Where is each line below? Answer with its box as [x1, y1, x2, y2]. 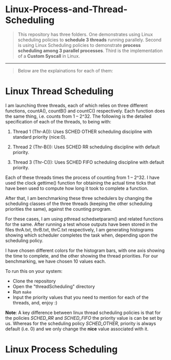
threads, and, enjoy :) [12, 299, 58, 305]
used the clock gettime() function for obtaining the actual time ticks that [5, 179, 156, 186]
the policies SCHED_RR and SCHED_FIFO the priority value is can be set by [5, 315, 163, 321]
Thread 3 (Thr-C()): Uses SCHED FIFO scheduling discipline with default [12, 159, 164, 165]
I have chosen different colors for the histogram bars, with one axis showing [5, 247, 165, 253]
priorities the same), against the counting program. [5, 205, 112, 212]
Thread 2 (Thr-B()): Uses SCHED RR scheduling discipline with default [12, 144, 160, 150]
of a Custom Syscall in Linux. [17, 53, 80, 59]
